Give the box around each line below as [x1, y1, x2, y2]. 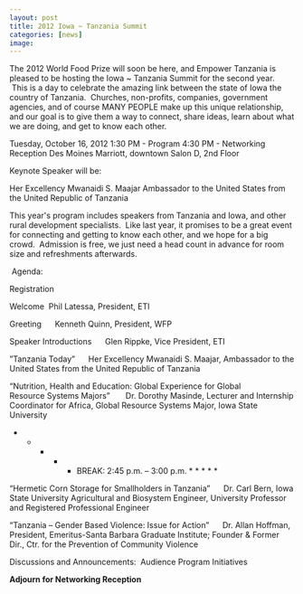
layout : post [9, 13, 59, 23]
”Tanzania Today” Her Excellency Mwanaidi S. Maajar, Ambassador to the [9, 354, 295, 364]
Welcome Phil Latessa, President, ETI [9, 301, 150, 312]
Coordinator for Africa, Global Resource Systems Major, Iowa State [9, 400, 258, 411]
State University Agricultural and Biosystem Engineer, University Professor [9, 493, 287, 504]
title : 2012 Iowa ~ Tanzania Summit [9, 22, 147, 31]
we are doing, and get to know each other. [9, 121, 167, 132]
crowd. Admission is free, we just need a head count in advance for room [9, 239, 285, 250]
